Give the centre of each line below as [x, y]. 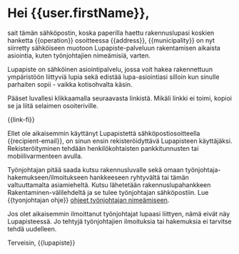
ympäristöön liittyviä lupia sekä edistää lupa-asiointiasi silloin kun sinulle [113, 77]
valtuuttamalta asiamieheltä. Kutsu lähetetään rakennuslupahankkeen [109, 185]
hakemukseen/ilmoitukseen [48, 177]
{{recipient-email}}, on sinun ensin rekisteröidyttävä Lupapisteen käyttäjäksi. [120, 141]
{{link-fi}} [21, 120]
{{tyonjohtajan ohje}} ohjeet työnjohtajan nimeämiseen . [88, 200]
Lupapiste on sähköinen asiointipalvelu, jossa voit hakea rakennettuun [110, 69]
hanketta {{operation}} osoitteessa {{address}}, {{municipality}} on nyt [111, 40]
